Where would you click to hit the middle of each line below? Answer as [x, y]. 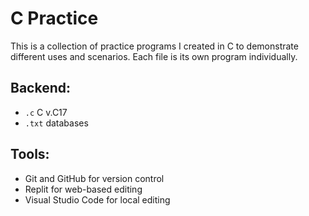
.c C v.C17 [46, 112]
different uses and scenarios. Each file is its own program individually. [154, 56]
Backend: [40, 88]
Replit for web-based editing [83, 189]
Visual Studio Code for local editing [97, 199]
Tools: [30, 154]
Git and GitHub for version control [94, 178]
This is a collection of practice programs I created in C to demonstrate [154, 46]
